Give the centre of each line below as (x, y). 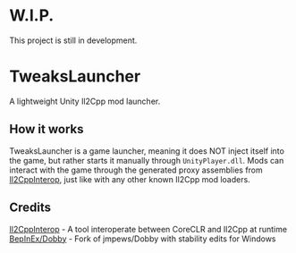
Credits (30, 208)
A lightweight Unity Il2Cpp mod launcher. (85, 101)
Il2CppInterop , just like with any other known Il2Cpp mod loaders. (130, 179)
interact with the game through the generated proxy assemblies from (136, 170)
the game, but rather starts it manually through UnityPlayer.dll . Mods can (147, 160)
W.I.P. (32, 16)
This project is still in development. (73, 40)
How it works (47, 129)
